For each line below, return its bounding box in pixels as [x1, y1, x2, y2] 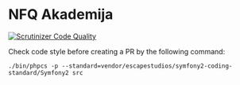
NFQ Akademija [8, 6, 114, 24]
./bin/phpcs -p [8, 61, 59, 70]
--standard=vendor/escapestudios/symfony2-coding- [61, 61, 233, 70]
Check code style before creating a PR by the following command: [8, 46, 226, 56]
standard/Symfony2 [8, 68, 69, 76]
